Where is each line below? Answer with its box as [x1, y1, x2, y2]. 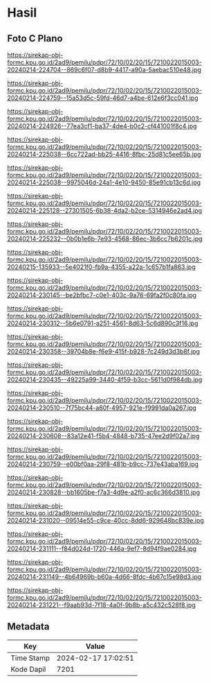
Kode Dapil [10, 664, 46, 674]
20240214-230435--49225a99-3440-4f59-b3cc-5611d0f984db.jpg [7, 376, 203, 383]
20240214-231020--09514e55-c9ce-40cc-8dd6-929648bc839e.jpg [7, 517, 204, 524]
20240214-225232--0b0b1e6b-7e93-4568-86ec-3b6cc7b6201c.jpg [7, 234, 203, 243]
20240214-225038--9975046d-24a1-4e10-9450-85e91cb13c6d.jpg [7, 178, 201, 187]
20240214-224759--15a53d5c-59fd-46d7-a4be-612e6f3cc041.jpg [7, 94, 199, 102]
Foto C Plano [7, 33, 63, 44]
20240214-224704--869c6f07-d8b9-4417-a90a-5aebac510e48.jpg [7, 66, 202, 74]
